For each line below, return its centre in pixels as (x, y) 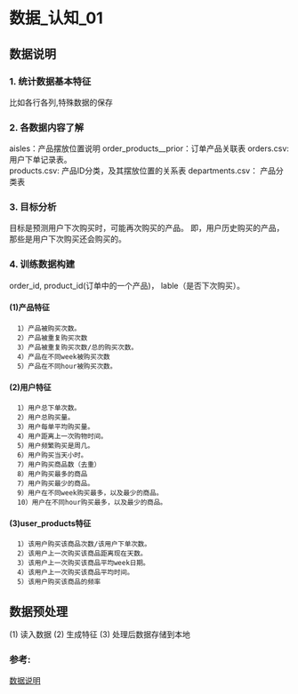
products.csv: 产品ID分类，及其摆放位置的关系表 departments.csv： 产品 (142, 171)
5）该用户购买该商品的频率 (59, 582)
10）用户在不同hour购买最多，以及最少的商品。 (92, 503)
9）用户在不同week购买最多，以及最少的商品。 (90, 493)
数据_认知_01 (56, 18)
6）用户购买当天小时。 (52, 455)
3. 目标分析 (33, 207)
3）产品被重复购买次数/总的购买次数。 (77, 347)
